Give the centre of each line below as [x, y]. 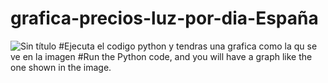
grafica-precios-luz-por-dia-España [164, 18]
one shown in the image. [61, 67]
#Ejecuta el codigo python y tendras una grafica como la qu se [188, 46]
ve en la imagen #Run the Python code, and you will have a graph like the [161, 56]
